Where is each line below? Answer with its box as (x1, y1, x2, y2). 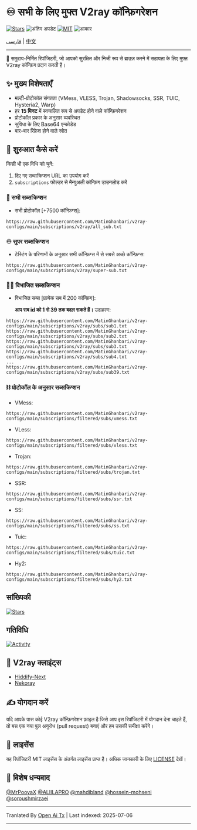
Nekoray (14, 680, 36, 687)
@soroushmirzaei (6, 795, 49, 802)
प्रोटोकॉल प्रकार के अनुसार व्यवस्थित (14, 114, 80, 121)
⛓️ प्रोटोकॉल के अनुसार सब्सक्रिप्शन (6, 383, 80, 391)
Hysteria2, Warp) (14, 101, 56, 108)
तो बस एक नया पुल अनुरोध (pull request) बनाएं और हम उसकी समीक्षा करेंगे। (6, 722, 154, 729)
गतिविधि (6, 625, 28, 635)
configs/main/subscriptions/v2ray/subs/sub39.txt (6, 370, 130, 376)
